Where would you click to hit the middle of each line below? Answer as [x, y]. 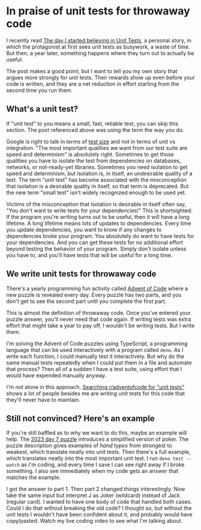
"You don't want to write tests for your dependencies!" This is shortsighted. [100, 210]
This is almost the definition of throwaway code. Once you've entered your [98, 312]
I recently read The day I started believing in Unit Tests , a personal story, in [99, 40]
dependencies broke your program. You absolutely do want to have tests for [100, 236]
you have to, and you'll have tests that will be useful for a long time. [89, 255]
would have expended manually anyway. [56, 375]
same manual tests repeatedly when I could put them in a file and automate [99, 362]
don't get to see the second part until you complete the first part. [86, 301]
